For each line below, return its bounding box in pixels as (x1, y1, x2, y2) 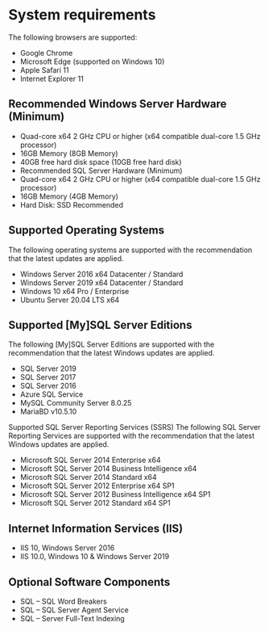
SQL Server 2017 (19, 372, 77, 382)
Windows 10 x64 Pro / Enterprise (19, 286, 130, 296)
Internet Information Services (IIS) (8, 521, 184, 535)
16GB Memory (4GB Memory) (19, 191, 119, 201)
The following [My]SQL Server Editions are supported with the (8, 339, 215, 349)
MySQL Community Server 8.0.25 (19, 398, 132, 408)
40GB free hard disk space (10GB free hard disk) (19, 157, 182, 166)
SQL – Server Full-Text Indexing (19, 614, 125, 623)
